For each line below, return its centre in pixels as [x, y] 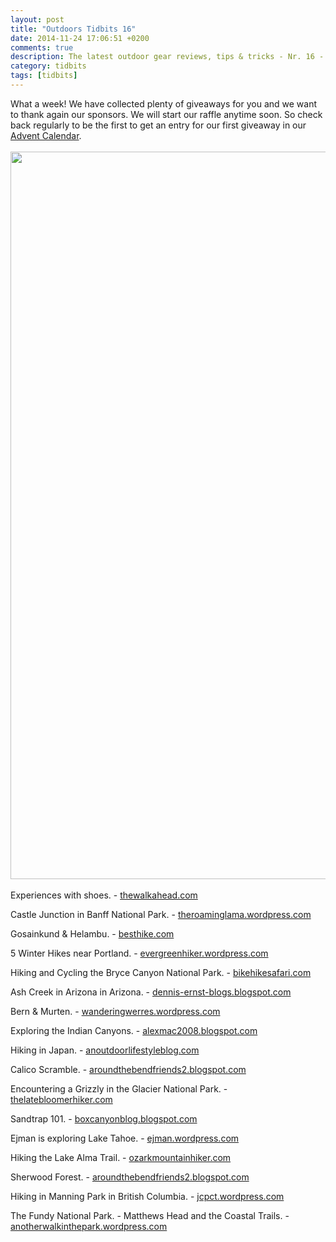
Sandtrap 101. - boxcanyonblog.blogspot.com [104, 1118]
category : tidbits [48, 66]
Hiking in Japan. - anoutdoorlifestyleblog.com [105, 1050]
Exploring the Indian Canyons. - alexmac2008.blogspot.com [134, 1030]
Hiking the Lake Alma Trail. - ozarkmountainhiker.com [121, 1157]
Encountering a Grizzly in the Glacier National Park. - [119, 1088]
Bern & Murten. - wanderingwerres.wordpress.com [115, 1011]
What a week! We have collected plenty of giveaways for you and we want [163, 103]
